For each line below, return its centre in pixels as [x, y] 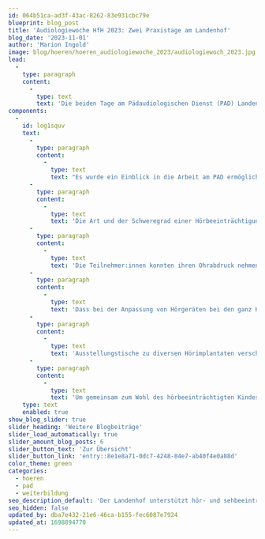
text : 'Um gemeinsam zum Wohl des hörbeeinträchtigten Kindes [155, 398]
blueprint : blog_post [44, 23]
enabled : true [45, 413]
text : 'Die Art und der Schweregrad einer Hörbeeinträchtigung [156, 221]
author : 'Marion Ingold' [49, 45]
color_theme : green [40, 464]
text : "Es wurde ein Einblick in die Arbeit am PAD [137, 177]
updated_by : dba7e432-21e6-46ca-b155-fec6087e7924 [93, 515]
